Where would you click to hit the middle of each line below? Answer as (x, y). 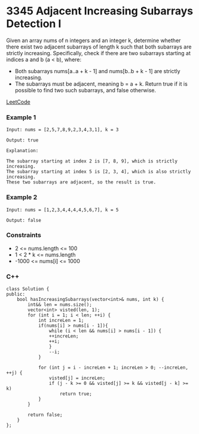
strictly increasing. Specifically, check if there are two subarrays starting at (99, 53)
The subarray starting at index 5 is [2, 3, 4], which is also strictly (99, 172)
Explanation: (22, 151)
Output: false (24, 220)
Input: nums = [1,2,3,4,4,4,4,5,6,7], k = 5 (62, 210)
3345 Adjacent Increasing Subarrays (99, 11)
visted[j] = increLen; (77, 378)
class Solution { (28, 289)
